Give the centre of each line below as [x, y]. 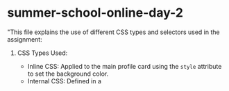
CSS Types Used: [42, 53]
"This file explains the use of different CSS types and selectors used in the [113, 32]
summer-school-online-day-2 [95, 13]
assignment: [25, 39]
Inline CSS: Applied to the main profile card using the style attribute [125, 66]
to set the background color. [68, 74]
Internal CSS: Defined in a [65, 81]
